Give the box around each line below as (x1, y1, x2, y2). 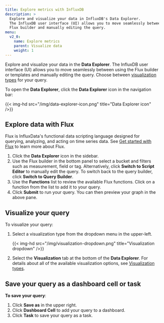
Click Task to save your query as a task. (12, 312, 93, 318)
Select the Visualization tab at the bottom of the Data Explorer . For (12, 255, 148, 261)
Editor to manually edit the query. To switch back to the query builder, (12, 169, 153, 175)
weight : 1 (14, 48, 34, 53)
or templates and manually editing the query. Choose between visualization (5, 72, 157, 78)
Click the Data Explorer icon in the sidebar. (12, 153, 99, 159)
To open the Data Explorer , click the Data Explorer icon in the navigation (5, 86, 151, 92)
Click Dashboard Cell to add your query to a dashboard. (12, 307, 125, 313)
